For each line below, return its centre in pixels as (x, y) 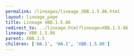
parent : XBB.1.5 (25, 38)
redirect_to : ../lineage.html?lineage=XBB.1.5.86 (67, 28)
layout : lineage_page (32, 17)
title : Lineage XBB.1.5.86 (38, 22)
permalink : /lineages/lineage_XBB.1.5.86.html (63, 11)
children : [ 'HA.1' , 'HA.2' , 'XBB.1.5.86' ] (58, 44)
